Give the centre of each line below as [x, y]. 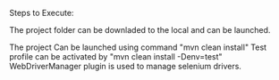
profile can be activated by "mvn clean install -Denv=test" [116, 56]
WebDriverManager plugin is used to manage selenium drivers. [125, 66]
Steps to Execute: [42, 13]
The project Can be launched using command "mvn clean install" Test [138, 47]
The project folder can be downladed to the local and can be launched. [140, 30]
